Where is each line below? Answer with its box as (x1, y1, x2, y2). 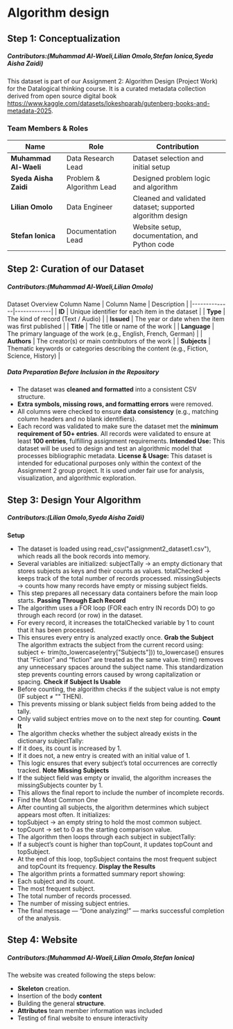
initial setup (132, 162, 171, 172)
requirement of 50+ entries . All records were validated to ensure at (17, 430, 212, 438)
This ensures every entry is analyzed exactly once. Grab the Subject (17, 633, 214, 641)
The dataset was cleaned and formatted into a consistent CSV (17, 385, 197, 394)
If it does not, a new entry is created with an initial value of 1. (17, 751, 191, 759)
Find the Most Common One (17, 795, 98, 804)
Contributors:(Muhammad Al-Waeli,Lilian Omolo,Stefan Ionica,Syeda (7, 52, 214, 60)
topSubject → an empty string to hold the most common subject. (17, 818, 202, 826)
